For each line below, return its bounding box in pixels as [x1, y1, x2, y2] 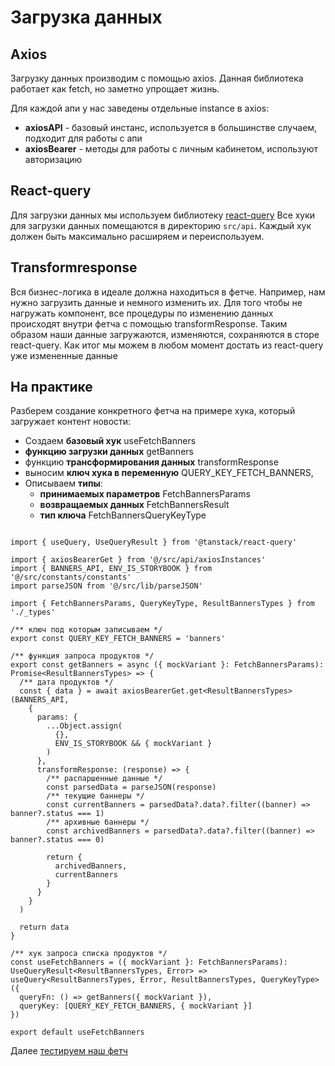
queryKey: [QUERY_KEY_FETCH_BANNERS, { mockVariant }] [19, 1001, 253, 1011]
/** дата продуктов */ [19, 677, 114, 688]
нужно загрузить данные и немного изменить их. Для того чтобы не [10, 296, 303, 308]
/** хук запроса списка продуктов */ [10, 949, 168, 959]
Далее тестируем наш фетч [10, 1045, 128, 1057]
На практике [10, 379, 93, 396]
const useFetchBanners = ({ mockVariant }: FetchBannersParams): [10, 957, 288, 968]
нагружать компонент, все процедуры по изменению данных [10, 307, 274, 319]
